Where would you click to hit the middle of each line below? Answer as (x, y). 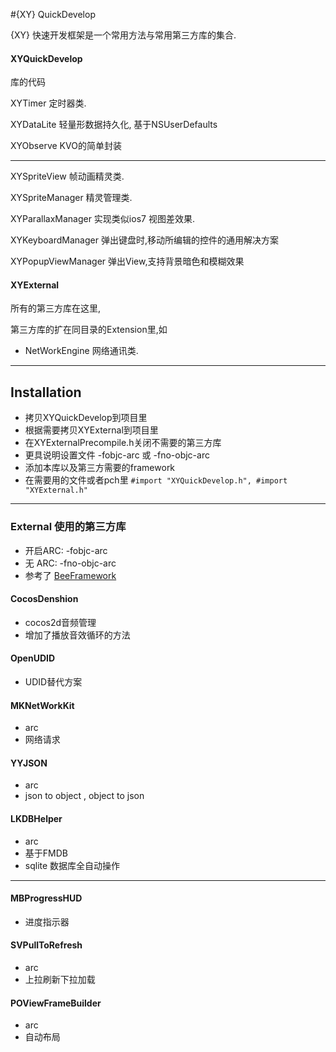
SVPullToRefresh (46, 945)
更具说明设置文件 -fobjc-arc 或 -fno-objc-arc (117, 455)
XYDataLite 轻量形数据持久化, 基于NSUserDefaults (114, 125)
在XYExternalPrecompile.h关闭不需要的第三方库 (123, 443)
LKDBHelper (36, 818)
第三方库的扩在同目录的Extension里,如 (89, 330)
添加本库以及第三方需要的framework (100, 468)
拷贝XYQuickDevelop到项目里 (86, 418)
